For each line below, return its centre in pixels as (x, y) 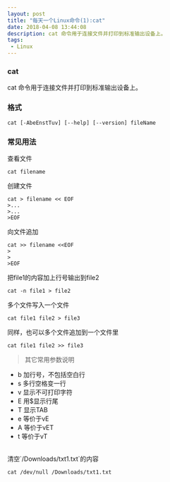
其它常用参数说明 (49, 359)
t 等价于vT (32, 436)
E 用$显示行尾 (38, 401)
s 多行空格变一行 (42, 383)
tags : (15, 40)
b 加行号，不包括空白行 (51, 374)
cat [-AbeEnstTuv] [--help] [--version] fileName (82, 123)
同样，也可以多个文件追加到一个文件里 (63, 332)
